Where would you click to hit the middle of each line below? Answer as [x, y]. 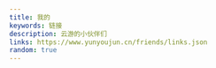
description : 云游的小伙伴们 [58, 34]
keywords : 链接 [36, 26]
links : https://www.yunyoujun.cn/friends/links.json [108, 42]
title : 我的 [30, 17]
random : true [33, 50]
